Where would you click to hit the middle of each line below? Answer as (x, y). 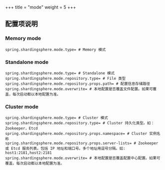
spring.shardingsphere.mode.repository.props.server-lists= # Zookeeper (82, 143)
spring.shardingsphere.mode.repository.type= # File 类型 (65, 78)
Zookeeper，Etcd (22, 128)
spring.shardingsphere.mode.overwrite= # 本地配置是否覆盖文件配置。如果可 (79, 89)
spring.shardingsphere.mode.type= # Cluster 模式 (56, 118)
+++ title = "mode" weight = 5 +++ (41, 7)
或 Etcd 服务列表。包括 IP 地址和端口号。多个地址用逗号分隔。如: (65, 149)
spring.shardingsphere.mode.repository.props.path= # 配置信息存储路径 (78, 84)
